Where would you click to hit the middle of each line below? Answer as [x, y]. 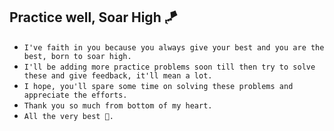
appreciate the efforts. [75, 95]
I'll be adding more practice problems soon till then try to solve [169, 67]
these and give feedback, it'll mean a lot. [118, 75]
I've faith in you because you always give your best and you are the [174, 47]
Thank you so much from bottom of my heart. [118, 105]
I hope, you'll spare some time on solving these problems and [158, 86]
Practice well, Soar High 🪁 [93, 17]
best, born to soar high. [77, 56]
